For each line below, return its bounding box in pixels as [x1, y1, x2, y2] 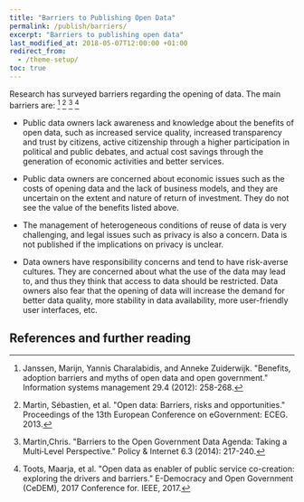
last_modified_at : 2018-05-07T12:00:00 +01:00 [9, 38, 188, 48]
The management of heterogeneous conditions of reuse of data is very [22, 219, 287, 231]
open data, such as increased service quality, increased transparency [22, 127, 282, 137]
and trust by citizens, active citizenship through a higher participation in [22, 137, 290, 147]
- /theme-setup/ [17, 55, 79, 64]
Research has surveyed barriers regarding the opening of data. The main [9, 88, 281, 99]
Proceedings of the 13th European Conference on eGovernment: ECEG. [22, 409, 289, 421]
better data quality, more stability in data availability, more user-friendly [22, 295, 289, 306]
